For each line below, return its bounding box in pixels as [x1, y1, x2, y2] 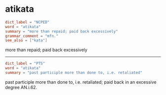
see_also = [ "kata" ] [5, 38, 48, 43]
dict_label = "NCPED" [5, 20, 50, 25]
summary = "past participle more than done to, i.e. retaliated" [5, 70, 142, 75]
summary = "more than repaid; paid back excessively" [5, 29, 119, 34]
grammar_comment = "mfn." [5, 33, 58, 38]
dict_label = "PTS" [5, 61, 45, 66]
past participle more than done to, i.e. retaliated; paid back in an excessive [5, 79, 157, 85]
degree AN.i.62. [5, 84, 38, 90]
